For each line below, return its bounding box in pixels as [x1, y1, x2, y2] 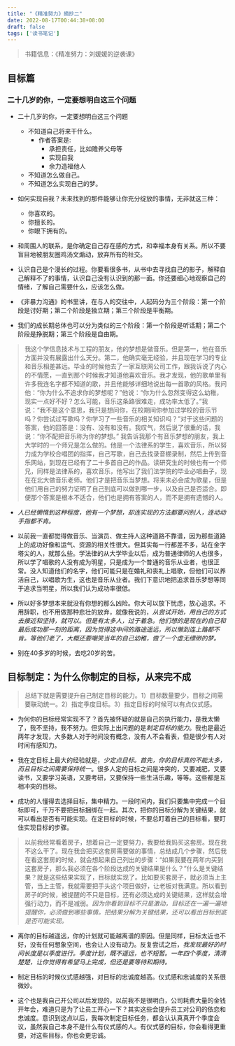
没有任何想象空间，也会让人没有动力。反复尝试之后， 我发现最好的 [29, 940, 220, 948]
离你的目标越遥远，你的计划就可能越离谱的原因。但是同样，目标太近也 [17, 931, 220, 940]
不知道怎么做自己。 [27, 171, 84, 179]
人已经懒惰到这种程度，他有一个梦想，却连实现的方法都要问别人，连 [17, 508, 214, 516]
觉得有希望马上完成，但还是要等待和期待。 [48, 957, 171, 966]
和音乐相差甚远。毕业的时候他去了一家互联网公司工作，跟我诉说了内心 [24, 361, 227, 371]
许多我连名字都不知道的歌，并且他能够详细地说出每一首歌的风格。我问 [24, 379, 227, 388]
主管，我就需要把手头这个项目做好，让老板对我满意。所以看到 [48, 882, 227, 890]
